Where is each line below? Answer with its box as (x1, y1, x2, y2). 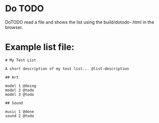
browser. (5, 24, 23, 30)
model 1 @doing (5, 83, 37, 88)
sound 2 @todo (5, 113, 35, 118)
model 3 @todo (5, 92, 35, 97)
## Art (5, 74, 19, 80)
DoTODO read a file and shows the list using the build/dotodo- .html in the (5, 19, 155, 25)
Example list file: (5, 42, 75, 53)
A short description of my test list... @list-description (5, 66, 129, 71)
